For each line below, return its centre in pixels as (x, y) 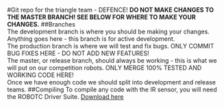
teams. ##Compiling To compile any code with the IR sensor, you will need (112, 89)
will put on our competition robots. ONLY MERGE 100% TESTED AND (104, 68)
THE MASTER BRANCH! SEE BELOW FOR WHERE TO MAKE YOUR (102, 17)
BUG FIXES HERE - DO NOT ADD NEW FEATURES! (78, 53)
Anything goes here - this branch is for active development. (91, 39)
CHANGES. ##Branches (41, 24)
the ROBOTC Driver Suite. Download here (65, 97)
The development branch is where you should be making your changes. (109, 31)
